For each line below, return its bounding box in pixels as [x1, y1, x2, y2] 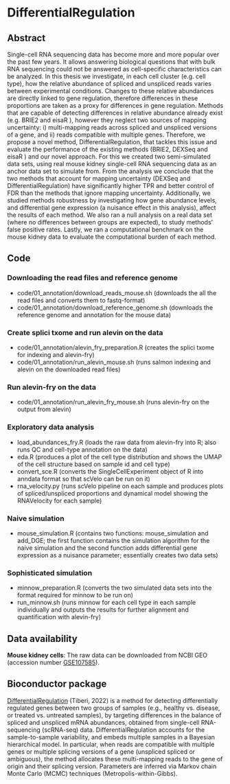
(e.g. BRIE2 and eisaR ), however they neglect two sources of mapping [7, 116, 207, 124]
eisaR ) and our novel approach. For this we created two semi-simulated [7, 152, 211, 161]
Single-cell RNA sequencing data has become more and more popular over [7, 50, 220, 58]
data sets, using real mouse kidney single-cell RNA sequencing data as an [7, 160, 217, 168]
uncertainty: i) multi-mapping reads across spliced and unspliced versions [7, 124, 218, 131]
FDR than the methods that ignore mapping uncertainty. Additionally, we [7, 189, 211, 197]
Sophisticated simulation [7, 568, 93, 577]
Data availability [7, 633, 78, 645]
